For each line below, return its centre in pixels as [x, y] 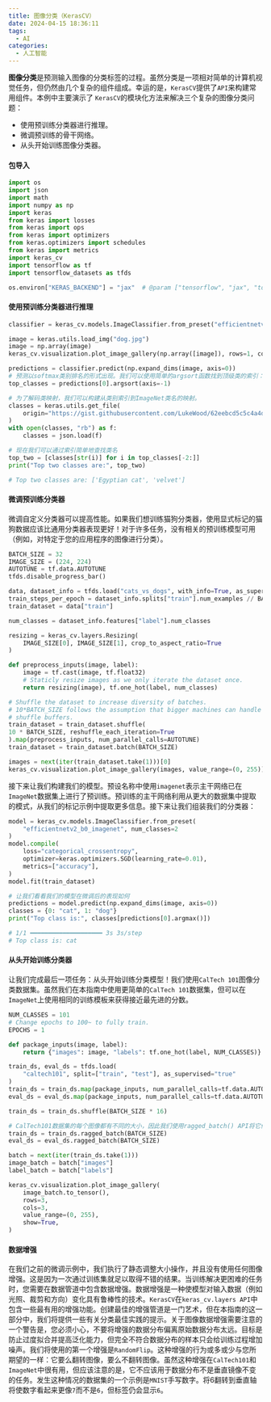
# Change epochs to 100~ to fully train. [79, 1022]
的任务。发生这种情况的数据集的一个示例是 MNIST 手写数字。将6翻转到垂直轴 [133, 1380]
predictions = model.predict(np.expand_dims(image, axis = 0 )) [113, 903]
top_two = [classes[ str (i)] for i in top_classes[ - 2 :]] [104, 457]
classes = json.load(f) [63, 436]
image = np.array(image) [50, 347]
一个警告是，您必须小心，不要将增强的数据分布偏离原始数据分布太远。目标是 [135, 1329]
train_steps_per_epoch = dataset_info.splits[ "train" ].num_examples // [131, 599]
